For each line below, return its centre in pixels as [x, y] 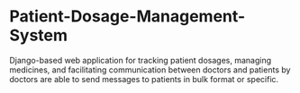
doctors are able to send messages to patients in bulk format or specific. [144, 79]
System [39, 35]
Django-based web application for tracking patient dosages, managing [141, 60]
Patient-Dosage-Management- [127, 17]
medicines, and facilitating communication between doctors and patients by [150, 70]
